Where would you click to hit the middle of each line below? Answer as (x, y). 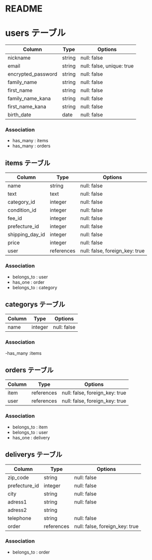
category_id (21, 202)
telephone (19, 518)
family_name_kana (29, 99)
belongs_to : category (35, 287)
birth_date (19, 115)
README (24, 9)
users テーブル (35, 33)
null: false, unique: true (107, 66)
